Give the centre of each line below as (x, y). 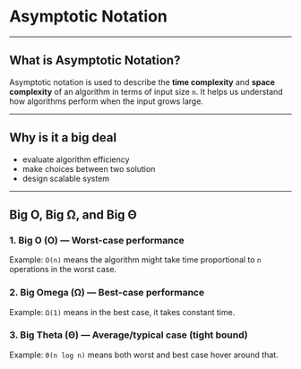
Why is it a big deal (63, 137)
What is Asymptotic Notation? (95, 60)
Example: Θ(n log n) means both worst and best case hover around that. (144, 355)
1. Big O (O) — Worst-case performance (97, 240)
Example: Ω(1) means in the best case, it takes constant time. (122, 312)
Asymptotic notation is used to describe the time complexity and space (142, 82)
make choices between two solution (89, 168)
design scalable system (66, 178)
